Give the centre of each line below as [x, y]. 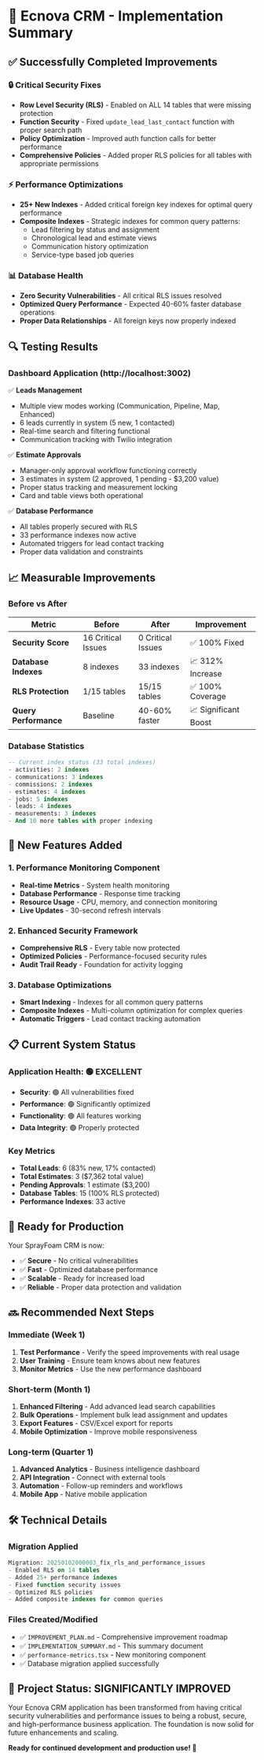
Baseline [99, 716]
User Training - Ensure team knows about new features [110, 1360]
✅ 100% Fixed [217, 642]
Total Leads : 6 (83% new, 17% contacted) [88, 1168]
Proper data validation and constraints [81, 552]
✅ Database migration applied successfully [89, 1663]
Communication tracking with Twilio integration [96, 440]
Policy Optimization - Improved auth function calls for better [118, 138]
